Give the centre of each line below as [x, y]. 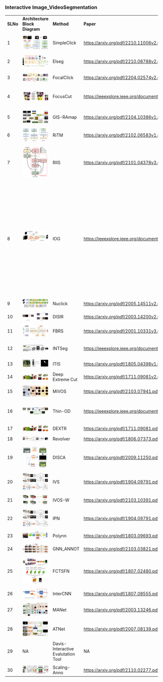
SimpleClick [65, 42]
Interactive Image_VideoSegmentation [51, 7]
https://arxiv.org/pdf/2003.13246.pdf [121, 610]
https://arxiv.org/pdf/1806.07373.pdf [121, 439]
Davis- [60, 643]
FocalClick [63, 78]
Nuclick [60, 303]
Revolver [61, 439]
